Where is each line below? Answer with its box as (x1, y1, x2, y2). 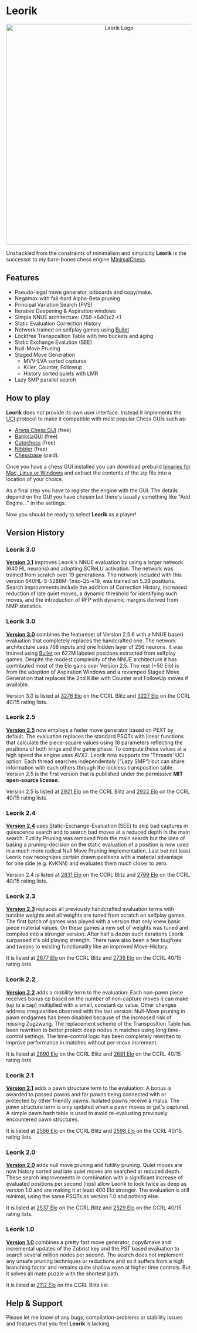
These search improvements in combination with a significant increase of (6, 1174, 184, 1181)
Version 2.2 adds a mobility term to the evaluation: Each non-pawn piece (6, 989, 184, 996)
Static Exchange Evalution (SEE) (14, 339, 93, 346)
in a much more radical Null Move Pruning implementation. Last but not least (6, 847, 191, 854)
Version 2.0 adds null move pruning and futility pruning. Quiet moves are (6, 1162, 183, 1169)
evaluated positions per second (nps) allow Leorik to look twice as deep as (6, 1181, 187, 1188)
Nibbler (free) (14, 445, 48, 452)
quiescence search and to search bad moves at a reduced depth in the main (6, 828, 191, 835)
